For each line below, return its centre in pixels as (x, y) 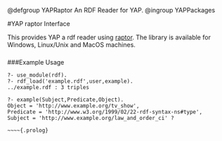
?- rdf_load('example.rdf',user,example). (70, 81)
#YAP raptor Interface (39, 23)
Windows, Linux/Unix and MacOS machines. (71, 45)
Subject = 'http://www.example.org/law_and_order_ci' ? (91, 118)
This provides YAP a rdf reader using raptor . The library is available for (109, 37)
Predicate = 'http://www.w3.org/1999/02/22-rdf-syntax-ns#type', (105, 112)
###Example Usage (36, 62)
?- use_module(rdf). (38, 75)
